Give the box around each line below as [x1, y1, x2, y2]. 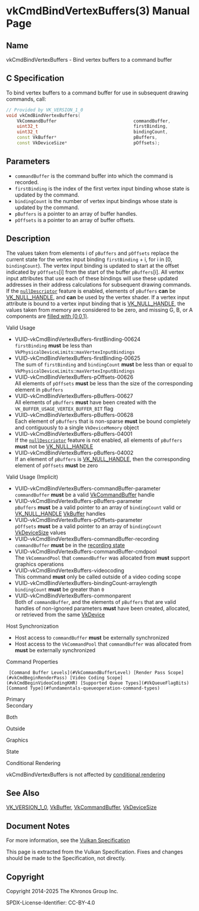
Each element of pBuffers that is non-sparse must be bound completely [14, 417, 191, 425]
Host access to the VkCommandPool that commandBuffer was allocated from [14, 640, 191, 647]
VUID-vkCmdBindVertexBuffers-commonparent [14, 592, 131, 599]
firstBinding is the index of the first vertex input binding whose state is [14, 185, 190, 192]
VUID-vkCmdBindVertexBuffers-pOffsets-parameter [14, 516, 143, 523]
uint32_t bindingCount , [17, 129, 168, 135]
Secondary [6, 702, 33, 709]
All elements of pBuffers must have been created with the [14, 398, 157, 406]
